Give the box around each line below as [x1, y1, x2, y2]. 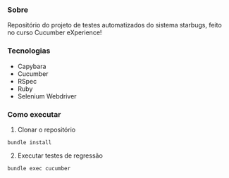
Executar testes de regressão [17, 151, 104, 160]
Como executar [7, 109, 61, 119]
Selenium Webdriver [17, 91, 77, 100]
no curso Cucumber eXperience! [7, 28, 102, 37]
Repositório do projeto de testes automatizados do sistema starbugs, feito [7, 21, 222, 30]
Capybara [17, 62, 47, 70]
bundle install [7, 139, 52, 146]
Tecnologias [7, 46, 51, 56]
